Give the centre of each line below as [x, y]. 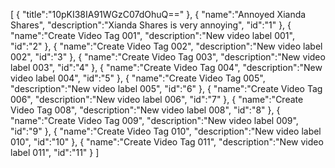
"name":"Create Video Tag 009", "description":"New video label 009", [154, 120]
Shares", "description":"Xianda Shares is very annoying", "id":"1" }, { [151, 25]
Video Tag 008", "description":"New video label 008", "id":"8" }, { [145, 110]
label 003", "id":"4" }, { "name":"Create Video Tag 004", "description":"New [166, 67]
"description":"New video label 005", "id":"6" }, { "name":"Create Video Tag [166, 88]
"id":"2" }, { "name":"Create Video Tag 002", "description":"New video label [166, 46]
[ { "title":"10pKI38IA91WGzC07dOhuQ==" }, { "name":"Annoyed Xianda [158, 14]
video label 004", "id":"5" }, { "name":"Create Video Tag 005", [138, 78]
